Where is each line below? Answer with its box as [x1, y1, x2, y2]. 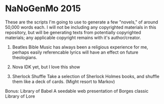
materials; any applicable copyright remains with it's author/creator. [5, 35, 141, 41]
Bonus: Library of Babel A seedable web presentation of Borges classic [5, 88, 149, 94]
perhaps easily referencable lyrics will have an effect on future [12, 49, 139, 55]
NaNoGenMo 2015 [5, 3, 81, 14]
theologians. [12, 54, 38, 60]
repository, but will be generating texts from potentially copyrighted [5, 29, 141, 35]
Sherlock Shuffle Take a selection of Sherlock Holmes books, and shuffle [12, 73, 160, 79]
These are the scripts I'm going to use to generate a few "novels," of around [5, 19, 158, 25]
